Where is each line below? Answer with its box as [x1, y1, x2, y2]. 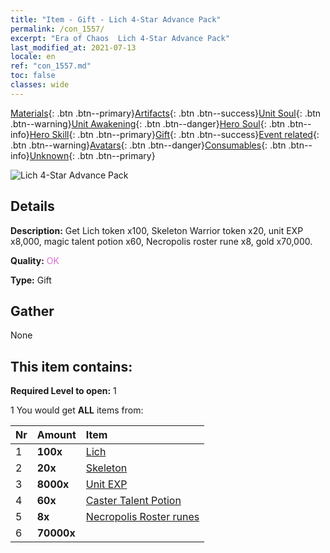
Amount [36, 428, 77, 442]
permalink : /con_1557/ [10, 24, 105, 34]
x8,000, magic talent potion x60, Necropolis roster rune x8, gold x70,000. [10, 235, 313, 247]
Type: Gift [10, 274, 52, 286]
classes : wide [10, 80, 70, 90]
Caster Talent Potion [85, 494, 182, 508]
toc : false [10, 71, 56, 81]
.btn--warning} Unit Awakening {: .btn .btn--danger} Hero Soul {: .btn [10, 117, 286, 130]
